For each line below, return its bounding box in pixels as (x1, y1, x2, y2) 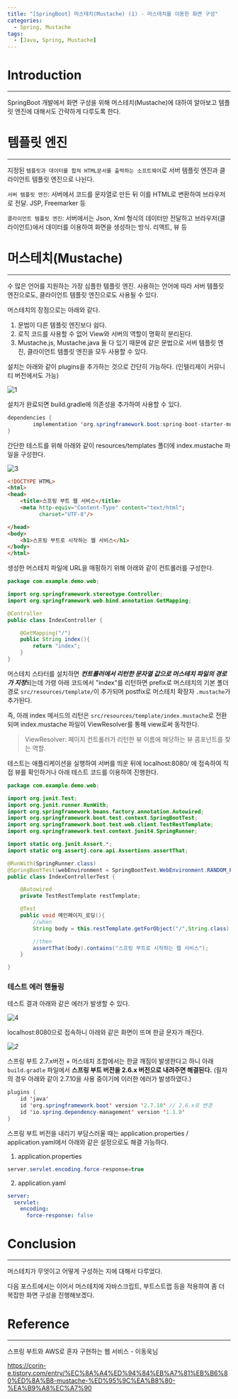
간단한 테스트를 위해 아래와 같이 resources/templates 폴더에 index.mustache (7, 441, 223, 450)
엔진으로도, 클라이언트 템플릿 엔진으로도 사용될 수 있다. (7, 290, 159, 299)
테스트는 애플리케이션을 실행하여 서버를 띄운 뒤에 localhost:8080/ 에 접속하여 (7, 759, 222, 767)
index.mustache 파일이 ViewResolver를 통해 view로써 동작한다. (20, 720, 200, 728)
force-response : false (25, 1212, 93, 1220)
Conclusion (7, 1236, 76, 1252)
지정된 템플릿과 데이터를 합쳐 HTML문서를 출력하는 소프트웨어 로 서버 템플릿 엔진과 (7, 166, 218, 174)
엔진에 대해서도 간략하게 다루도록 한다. (14, 107, 121, 116)
